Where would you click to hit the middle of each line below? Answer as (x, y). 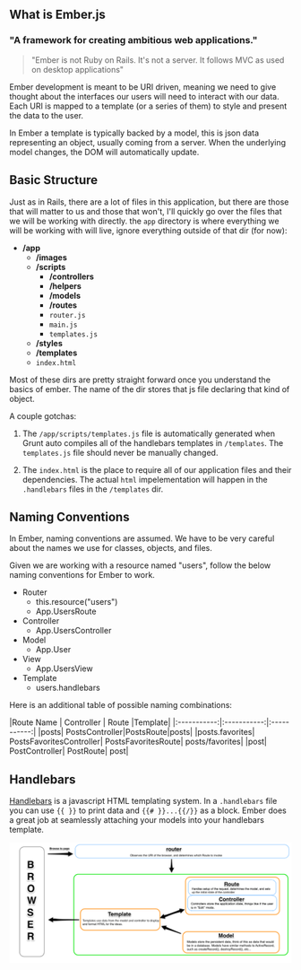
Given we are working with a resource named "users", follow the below (140, 565)
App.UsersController (73, 631)
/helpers (65, 285)
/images (51, 257)
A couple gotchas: (43, 415)
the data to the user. (46, 115)
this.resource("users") (77, 602)
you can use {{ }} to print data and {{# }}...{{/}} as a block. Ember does (148, 810)
